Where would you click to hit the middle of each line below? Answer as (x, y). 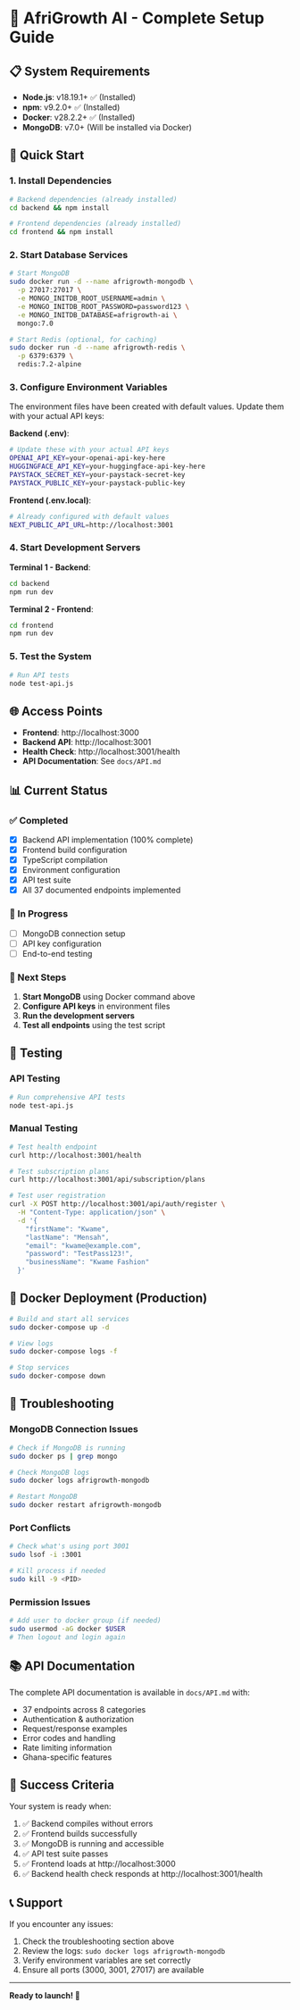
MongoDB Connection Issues (74, 1429)
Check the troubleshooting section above (98, 1941)
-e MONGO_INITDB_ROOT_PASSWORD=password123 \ (104, 306)
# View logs (31, 1344)
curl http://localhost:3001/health (75, 1155)
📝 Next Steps (38, 977)
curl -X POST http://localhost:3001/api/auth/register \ (117, 1204)
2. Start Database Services (69, 255)
